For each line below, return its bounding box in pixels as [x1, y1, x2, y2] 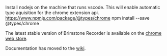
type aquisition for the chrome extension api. [5, 10, 99, 16]
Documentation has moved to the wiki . [5, 45, 86, 51]
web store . [5, 35, 28, 41]
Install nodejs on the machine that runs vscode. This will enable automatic [5, 5, 160, 10]
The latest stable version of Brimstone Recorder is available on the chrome [5, 30, 162, 36]
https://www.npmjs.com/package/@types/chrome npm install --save [5, 15, 150, 21]
